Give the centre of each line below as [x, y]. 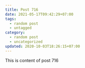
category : [15, 33]
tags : [11, 19]
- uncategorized [26, 42]
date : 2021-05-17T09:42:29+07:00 [39, 14]
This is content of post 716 [32, 60]
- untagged [21, 28]
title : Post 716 [22, 10]
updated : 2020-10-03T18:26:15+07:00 [42, 46]
